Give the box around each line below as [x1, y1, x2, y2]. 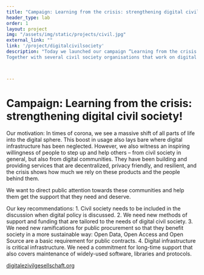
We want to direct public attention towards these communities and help [6, 186, 185, 193]
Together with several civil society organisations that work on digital [6, 54, 197, 60]
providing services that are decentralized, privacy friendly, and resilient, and [6, 162, 197, 169]
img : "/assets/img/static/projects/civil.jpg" [6, 32, 126, 38]
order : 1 [6, 20, 29, 26]
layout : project [6, 26, 47, 32]
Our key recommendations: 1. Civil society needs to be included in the [6, 204, 181, 212]
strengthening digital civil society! [6, 109, 183, 123]
